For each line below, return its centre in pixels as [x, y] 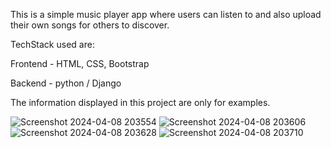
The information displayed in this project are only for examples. [140, 102]
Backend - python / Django [66, 83]
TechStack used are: [52, 44]
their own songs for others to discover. [90, 25]
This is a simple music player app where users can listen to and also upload [166, 14]
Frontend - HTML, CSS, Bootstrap [80, 63]
